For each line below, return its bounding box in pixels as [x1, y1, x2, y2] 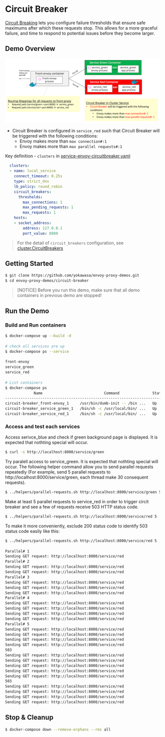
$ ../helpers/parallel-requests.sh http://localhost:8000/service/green [5, 490, 157, 495]
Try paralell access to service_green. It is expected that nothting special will [5, 459, 159, 465]
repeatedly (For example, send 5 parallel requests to [5, 469, 111, 475]
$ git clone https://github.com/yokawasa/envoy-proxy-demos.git [5, 273, 139, 278]
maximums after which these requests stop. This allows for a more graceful [5, 25, 158, 31]
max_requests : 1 [23, 210, 56, 215]
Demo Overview [5, 44, 55, 53]
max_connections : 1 [23, 200, 63, 205]
